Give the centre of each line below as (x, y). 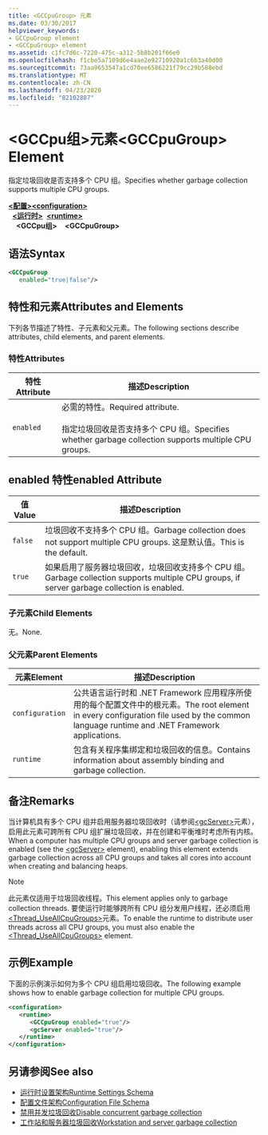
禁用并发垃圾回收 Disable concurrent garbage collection (111, 1112)
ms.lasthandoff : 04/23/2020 (55, 90)
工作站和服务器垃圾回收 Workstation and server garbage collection (128, 1122)
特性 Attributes (37, 359)
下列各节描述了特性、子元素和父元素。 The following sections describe (124, 327)
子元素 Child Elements (51, 613)
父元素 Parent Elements (53, 655)
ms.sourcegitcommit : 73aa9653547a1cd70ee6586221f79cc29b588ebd (116, 68)
